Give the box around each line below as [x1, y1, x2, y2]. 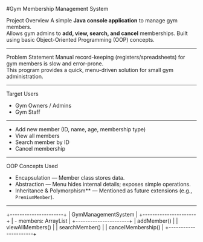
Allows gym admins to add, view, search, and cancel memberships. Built [6, 30, 188, 37]
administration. [6, 73, 43, 80]
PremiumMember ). [14, 194, 54, 200]
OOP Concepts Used [6, 163, 59, 169]
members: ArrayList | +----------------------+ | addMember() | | [18, 217, 178, 224]
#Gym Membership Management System [6, 5, 109, 12]
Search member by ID [14, 139, 69, 146]
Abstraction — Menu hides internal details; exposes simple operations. [14, 181, 192, 188]
